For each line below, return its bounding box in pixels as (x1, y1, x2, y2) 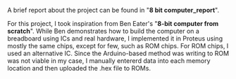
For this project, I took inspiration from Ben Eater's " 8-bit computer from (7, 20, 219, 27)
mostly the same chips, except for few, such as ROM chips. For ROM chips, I (7, 42, 229, 50)
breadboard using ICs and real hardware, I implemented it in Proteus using (7, 34, 223, 43)
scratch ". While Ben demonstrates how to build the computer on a (7, 27, 199, 35)
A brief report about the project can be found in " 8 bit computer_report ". (7, 6, 220, 14)
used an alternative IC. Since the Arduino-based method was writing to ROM (7, 49, 230, 57)
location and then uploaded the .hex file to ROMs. (7, 64, 151, 72)
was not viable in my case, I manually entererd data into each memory (7, 57, 211, 65)
